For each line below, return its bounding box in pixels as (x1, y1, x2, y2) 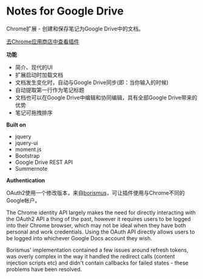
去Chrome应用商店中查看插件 (6, 38, 80, 45)
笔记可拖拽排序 (15, 109, 53, 116)
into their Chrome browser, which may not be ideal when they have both (6, 222, 186, 229)
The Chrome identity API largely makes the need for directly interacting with (6, 209, 196, 216)
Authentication (6, 177, 45, 184)
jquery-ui (15, 139, 38, 146)
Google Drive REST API (15, 159, 73, 166)
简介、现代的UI (15, 64, 53, 71)
